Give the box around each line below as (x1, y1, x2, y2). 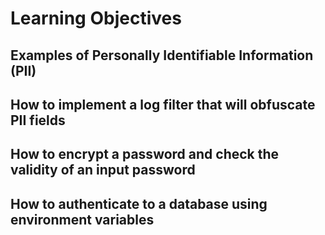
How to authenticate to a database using (10, 195, 268, 212)
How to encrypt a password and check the (10, 146, 280, 163)
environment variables (10, 211, 155, 228)
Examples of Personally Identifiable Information (10, 47, 314, 64)
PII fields (10, 112, 66, 129)
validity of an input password (10, 162, 196, 179)
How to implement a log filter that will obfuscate (10, 96, 316, 113)
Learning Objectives (10, 7, 182, 30)
